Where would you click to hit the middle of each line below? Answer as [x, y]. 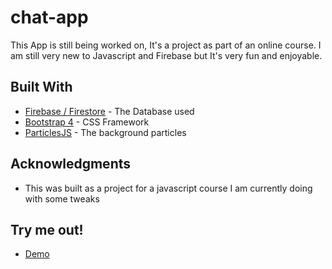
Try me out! [47, 229]
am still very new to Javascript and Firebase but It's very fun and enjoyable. [166, 55]
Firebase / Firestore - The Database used [109, 111]
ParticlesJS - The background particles [105, 132]
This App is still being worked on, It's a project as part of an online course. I [166, 45]
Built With [41, 87]
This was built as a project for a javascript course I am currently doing [168, 188]
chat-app [49, 17]
